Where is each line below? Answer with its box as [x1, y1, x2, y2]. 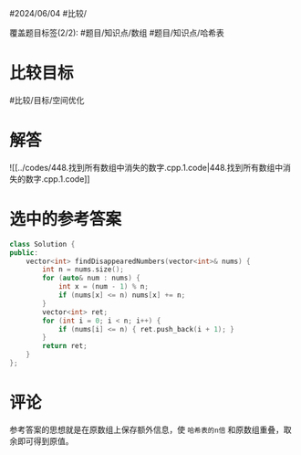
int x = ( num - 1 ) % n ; [57, 282, 149, 291]
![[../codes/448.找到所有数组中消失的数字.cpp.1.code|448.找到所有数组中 [9, 162, 284, 173]
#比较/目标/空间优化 [9, 94, 85, 105]
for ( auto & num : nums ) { [42, 273, 141, 283]
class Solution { [9, 239, 76, 249]
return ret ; [42, 342, 88, 351]
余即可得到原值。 [9, 435, 74, 446]
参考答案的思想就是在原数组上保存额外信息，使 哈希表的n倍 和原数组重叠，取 [9, 424, 292, 435]
